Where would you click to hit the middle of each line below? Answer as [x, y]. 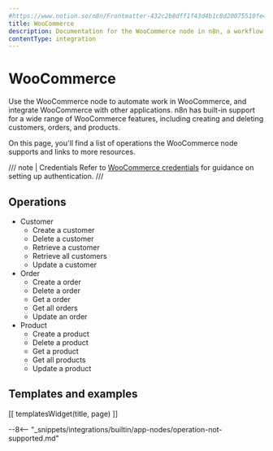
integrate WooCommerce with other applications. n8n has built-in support [132, 110]
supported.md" [34, 438]
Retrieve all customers [69, 256]
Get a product [55, 351]
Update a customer [65, 265]
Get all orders [55, 308]
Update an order [60, 317]
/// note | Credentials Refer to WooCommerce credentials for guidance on [131, 168]
